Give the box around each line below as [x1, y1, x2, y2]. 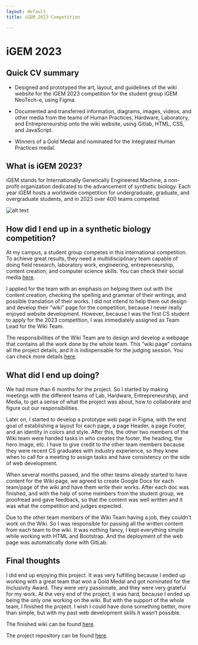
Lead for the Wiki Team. [6, 323, 64, 330]
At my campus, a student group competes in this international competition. [6, 249, 187, 256]
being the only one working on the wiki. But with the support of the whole [6, 596, 184, 604]
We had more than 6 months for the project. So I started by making [6, 385, 169, 392]
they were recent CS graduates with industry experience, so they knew [6, 447, 179, 454]
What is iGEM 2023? [6, 161, 82, 171]
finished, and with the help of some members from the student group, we [6, 489, 184, 497]
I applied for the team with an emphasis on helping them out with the [6, 285, 173, 292]
